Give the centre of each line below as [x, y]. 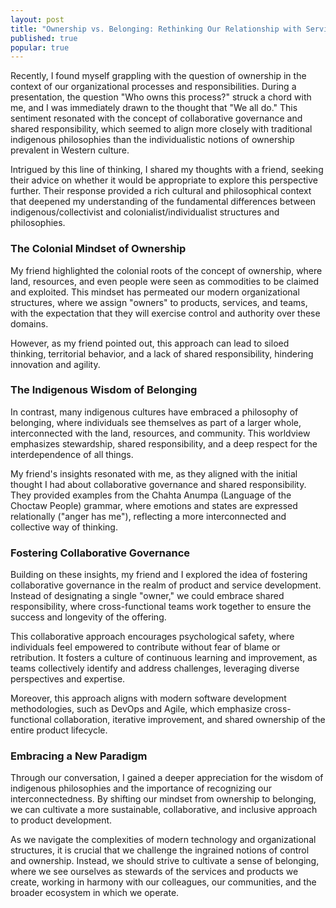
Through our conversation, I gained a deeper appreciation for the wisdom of [167, 778]
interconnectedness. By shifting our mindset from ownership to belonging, [163, 799]
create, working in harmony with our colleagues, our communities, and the [163, 882]
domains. [29, 323]
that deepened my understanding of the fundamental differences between [163, 202]
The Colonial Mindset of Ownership [98, 249]
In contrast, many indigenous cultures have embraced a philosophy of [154, 412]
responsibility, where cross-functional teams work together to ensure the [161, 607]
